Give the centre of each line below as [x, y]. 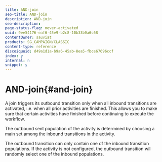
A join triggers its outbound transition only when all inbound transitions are [81, 103]
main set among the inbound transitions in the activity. [60, 134]
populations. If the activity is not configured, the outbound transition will [78, 149]
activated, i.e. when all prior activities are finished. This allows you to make [81, 108]
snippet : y [16, 65]
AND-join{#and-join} [49, 89]
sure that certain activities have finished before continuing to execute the [80, 114]
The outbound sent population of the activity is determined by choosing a [80, 129]
